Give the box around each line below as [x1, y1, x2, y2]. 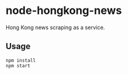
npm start [5, 62, 31, 69]
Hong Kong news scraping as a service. [5, 24, 106, 31]
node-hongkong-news [5, 4, 122, 18]
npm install [5, 57, 36, 64]
